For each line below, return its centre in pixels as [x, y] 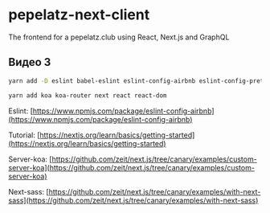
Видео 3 [30, 62]
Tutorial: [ [24, 135]
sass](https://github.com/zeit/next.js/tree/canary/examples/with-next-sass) [133, 200]
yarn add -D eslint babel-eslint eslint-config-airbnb [102, 81]
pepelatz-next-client [79, 15]
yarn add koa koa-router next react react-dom [88, 95]
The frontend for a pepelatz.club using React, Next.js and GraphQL [119, 37]
